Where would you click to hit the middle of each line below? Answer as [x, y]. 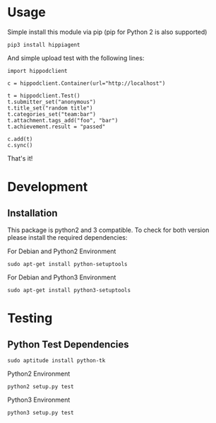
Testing [30, 318]
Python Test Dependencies [68, 344]
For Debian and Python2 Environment [62, 251]
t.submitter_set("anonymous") [52, 102]
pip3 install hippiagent [44, 45]
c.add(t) [20, 139]
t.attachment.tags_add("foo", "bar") [63, 120]
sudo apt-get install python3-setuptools [69, 290]
